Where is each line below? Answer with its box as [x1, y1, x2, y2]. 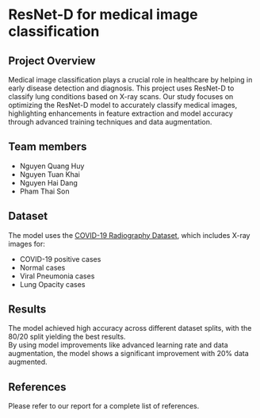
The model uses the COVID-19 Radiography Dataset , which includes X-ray [8, 230, 250, 240]
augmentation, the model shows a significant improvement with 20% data [8, 349, 249, 359]
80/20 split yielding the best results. [8, 332, 126, 342]
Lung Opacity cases [19, 279, 86, 289]
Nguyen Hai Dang [19, 178, 78, 187]
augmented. [8, 357, 48, 366]
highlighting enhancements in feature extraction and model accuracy [8, 109, 234, 118]
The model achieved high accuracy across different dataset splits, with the [8, 324, 252, 333]
